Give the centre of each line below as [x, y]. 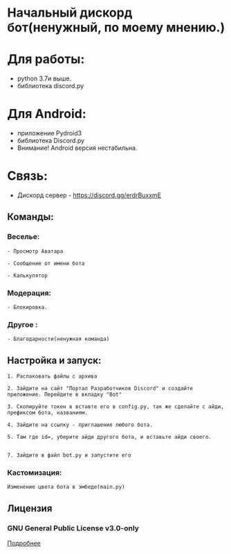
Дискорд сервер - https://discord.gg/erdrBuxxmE [89, 195]
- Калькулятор [28, 276]
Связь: [28, 176]
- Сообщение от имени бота [46, 263]
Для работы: [46, 59]
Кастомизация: [35, 473]
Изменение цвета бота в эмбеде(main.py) [66, 487]
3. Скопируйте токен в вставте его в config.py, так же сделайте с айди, [116, 407]
